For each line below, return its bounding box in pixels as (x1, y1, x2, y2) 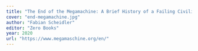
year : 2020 (6, 30, 33, 36)
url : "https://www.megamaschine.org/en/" (6, 36, 110, 42)
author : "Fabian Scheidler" (6, 19, 75, 25)
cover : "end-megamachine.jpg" (6, 14, 81, 20)
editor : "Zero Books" (6, 25, 60, 31)
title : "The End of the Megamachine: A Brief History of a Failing (6, 8, 176, 15)
